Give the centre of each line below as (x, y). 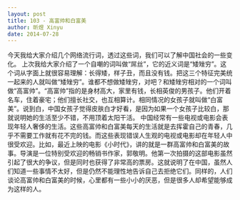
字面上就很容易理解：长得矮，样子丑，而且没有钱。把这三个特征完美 (126, 73)
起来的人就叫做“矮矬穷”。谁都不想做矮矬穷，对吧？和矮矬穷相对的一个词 (120, 82)
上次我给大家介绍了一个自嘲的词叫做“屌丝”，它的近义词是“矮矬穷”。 (121, 64)
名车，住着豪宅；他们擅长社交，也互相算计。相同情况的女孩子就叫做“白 (112, 100)
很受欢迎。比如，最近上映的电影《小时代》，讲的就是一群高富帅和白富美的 (115, 144)
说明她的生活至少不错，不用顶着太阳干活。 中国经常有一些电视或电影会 (117, 118)
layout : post (27, 14)
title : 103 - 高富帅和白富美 (47, 21)
